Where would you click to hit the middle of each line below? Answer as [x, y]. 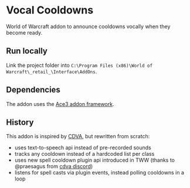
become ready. [24, 32]
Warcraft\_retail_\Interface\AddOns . [52, 71]
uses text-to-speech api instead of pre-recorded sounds [83, 148]
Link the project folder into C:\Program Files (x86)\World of [79, 65]
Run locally [27, 51]
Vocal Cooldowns [50, 10]
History [20, 122]
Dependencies [33, 90]
